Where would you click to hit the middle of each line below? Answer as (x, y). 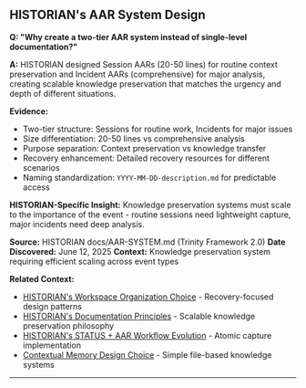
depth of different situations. (63, 93)
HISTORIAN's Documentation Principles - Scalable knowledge (139, 316)
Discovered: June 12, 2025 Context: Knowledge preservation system (140, 251)
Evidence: (29, 111)
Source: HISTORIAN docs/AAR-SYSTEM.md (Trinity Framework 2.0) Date (148, 242)
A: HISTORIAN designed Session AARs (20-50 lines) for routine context (143, 64)
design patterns (52, 306)
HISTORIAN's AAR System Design (107, 15)
